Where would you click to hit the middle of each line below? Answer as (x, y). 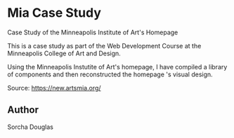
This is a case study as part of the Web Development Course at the (104, 46)
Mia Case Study (54, 13)
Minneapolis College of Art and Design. (64, 53)
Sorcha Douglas (31, 127)
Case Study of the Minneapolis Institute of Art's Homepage (93, 32)
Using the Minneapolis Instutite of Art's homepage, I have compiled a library (117, 67)
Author (23, 110)
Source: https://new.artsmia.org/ (54, 88)
